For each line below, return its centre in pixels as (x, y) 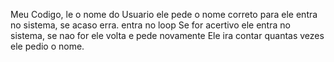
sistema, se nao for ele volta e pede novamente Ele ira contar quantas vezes (167, 35)
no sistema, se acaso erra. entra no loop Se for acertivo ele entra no (150, 25)
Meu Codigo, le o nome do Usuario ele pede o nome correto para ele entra (164, 14)
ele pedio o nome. (47, 46)
